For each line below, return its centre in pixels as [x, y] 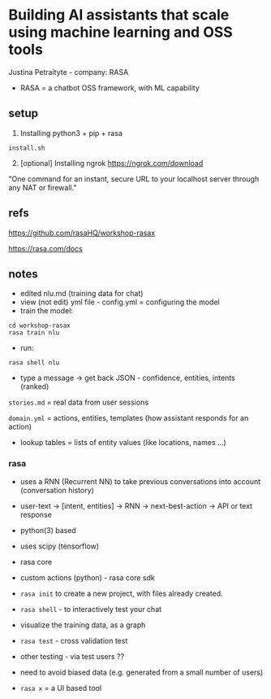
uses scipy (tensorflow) [60, 546]
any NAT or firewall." [43, 187]
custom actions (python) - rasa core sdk [88, 577]
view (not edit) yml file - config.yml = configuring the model [120, 302]
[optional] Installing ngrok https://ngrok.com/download [112, 163]
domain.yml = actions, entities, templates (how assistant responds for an [129, 418]
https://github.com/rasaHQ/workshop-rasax [82, 233]
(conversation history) [57, 490]
